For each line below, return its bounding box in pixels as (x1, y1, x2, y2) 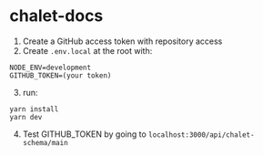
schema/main (22, 138, 68, 147)
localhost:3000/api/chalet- (148, 130, 255, 140)
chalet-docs (9, 5, 104, 26)
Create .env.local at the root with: (22, 45, 153, 56)
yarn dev (9, 112, 43, 121)
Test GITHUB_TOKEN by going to (22, 129, 147, 140)
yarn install (9, 104, 59, 114)
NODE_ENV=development (9, 63, 92, 72)
